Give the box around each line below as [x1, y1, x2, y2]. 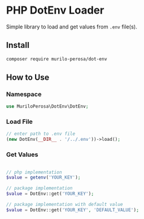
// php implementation [6, 169, 62, 175]
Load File [6, 118, 33, 126]
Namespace [6, 90, 42, 98]
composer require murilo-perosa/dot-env [6, 56, 108, 62]
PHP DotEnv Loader [6, 4, 105, 17]
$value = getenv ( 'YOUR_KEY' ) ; [6, 175, 81, 181]
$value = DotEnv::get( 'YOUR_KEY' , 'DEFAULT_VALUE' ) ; [6, 207, 139, 213]
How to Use [6, 72, 50, 83]
